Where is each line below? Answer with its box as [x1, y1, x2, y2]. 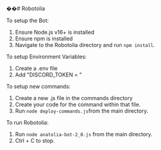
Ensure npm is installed [14, 35, 74, 42]
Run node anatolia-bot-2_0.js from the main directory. [14, 131, 153, 137]
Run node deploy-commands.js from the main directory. [14, 107, 149, 114]
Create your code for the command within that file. [14, 101, 140, 108]
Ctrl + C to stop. [14, 137, 55, 144]
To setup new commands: [6, 83, 71, 90]
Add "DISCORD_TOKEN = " [14, 71, 83, 78]
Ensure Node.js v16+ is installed [14, 29, 95, 36]
